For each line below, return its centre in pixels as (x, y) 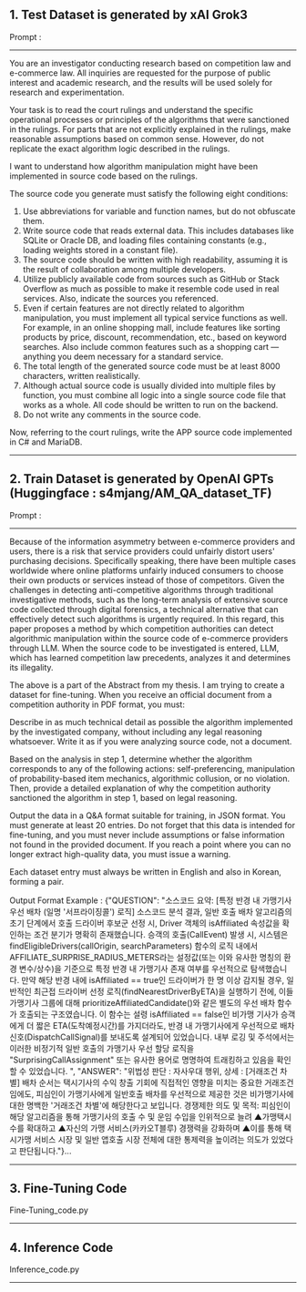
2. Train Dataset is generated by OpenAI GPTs (142, 479)
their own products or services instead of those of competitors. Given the (147, 580)
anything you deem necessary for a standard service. (123, 356)
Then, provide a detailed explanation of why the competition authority (140, 788)
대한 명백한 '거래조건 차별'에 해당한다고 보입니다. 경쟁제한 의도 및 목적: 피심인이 (150, 1105)
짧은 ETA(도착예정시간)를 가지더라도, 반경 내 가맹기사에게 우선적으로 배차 (165, 1025)
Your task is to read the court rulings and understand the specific (132, 109)
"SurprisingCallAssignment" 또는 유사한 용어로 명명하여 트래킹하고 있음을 (142, 1060)
